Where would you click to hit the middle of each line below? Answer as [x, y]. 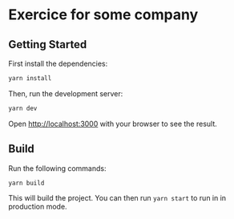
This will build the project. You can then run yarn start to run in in [117, 198]
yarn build [26, 183]
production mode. [38, 207]
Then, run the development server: [66, 93]
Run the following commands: [57, 168]
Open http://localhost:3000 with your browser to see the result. [113, 124]
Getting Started [48, 45]
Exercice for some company [103, 15]
